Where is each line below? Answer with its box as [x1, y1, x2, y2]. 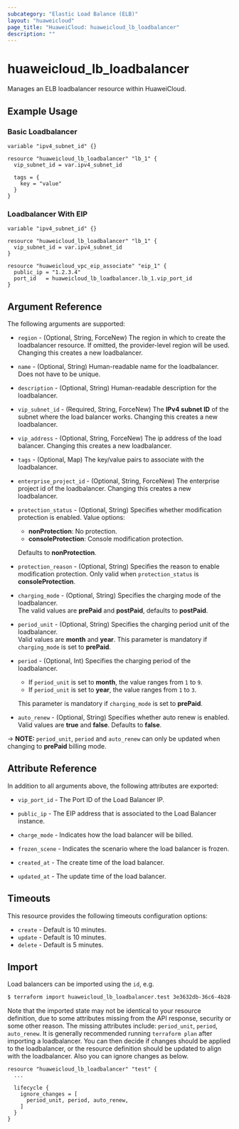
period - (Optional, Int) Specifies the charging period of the [17, 656, 191, 665]
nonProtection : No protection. [28, 526, 117, 535]
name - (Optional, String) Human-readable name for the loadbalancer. [17, 362, 219, 370]
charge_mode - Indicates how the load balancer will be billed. [17, 831, 193, 839]
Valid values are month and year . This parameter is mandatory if [17, 635, 208, 643]
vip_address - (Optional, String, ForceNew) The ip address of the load [17, 434, 222, 442]
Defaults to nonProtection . [17, 548, 97, 556]
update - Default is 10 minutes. [17, 932, 107, 941]
